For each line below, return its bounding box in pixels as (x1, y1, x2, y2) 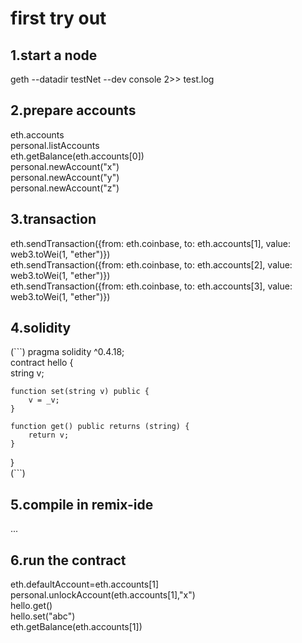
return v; (28, 430, 70, 441)
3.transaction (10, 211, 97, 228)
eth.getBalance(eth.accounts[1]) (10, 621, 143, 633)
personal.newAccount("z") (10, 182, 120, 194)
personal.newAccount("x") (10, 160, 120, 172)
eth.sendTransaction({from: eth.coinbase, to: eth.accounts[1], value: (10, 237, 292, 249)
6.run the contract (10, 552, 127, 569)
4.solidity (10, 320, 72, 337)
